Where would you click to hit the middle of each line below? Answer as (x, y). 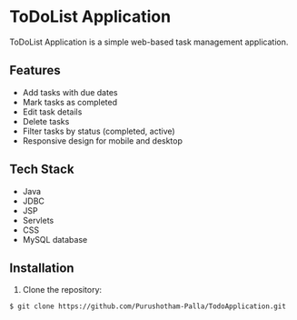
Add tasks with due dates (70, 92)
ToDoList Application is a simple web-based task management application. (149, 42)
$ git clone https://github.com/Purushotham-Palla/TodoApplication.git (148, 306)
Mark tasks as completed (70, 102)
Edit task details (52, 112)
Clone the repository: (62, 290)
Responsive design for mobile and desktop (103, 140)
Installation (42, 268)
